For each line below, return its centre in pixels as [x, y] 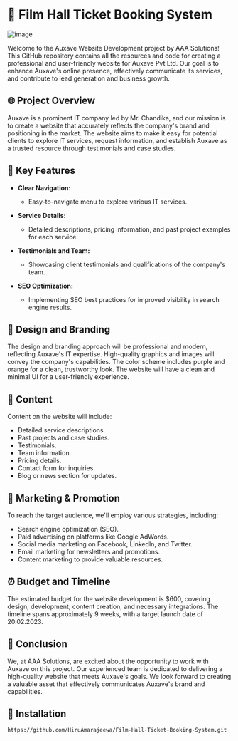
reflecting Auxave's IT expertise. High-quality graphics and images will [111, 354]
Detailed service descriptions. [61, 430]
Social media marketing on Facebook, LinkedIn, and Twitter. [105, 544]
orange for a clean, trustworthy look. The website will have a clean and [111, 369]
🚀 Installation [37, 714]
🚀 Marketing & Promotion [64, 498]
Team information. [44, 453]
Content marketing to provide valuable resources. [90, 559]
